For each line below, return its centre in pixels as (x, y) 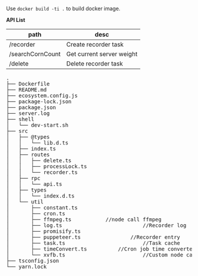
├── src (17, 131)
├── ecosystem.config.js (42, 96)
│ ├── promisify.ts (44, 231)
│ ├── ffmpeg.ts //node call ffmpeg (84, 220)
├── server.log (28, 114)
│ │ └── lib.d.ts (37, 143)
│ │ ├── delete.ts (39, 161)
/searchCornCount (35, 54)
